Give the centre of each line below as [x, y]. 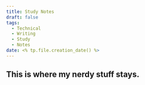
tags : [13, 23]
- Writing [23, 34]
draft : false [22, 17]
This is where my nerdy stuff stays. [73, 75]
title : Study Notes [30, 12]
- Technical [26, 28]
